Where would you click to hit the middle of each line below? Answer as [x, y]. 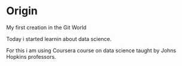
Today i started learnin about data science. [59, 39]
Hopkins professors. [31, 56]
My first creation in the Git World [46, 27]
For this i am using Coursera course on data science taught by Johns [91, 50]
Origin [22, 11]
